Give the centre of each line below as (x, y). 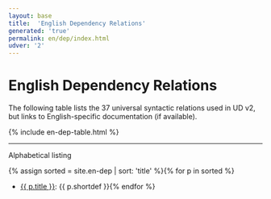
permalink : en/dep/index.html (59, 38)
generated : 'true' (39, 31)
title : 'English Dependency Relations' (77, 23)
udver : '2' (27, 46)
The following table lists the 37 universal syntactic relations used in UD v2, (132, 108)
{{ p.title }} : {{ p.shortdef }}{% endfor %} (88, 187)
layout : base (30, 16)
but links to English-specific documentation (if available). (103, 117)
